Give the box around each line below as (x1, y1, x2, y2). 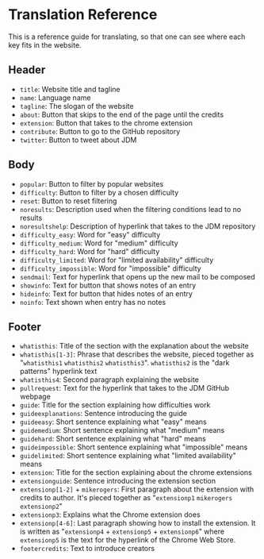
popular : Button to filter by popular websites (19, 179, 164, 188)
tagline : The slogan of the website (19, 101, 134, 110)
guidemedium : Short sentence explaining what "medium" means (19, 426, 225, 435)
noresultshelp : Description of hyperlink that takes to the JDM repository (19, 221, 256, 231)
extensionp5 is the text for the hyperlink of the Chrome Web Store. (19, 535, 236, 545)
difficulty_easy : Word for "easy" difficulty (19, 229, 161, 239)
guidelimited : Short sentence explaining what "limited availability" (19, 451, 236, 461)
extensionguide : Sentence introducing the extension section (19, 476, 216, 486)
